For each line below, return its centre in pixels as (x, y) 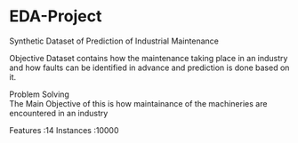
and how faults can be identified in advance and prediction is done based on (149, 68)
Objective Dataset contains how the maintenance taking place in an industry (149, 58)
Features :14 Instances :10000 (64, 130)
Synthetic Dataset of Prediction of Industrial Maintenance (114, 41)
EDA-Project (56, 16)
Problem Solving (39, 94)
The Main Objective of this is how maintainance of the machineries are (138, 103)
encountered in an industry (59, 113)
